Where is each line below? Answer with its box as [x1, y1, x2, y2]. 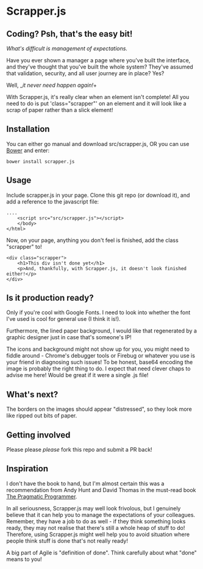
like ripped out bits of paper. [6, 412, 77, 419]
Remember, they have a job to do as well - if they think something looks [6, 518, 186, 525]
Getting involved [6, 430, 71, 440]
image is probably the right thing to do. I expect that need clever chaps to [6, 365, 191, 372]
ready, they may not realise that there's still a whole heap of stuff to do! [6, 524, 185, 531]
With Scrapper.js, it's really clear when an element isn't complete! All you [6, 94, 190, 100]
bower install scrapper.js [6, 158, 75, 164]
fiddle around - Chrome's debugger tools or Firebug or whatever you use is [6, 352, 195, 359]
